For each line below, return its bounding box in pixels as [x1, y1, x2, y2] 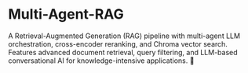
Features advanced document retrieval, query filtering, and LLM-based [8, 47, 238, 57]
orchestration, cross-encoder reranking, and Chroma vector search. [8, 39, 228, 48]
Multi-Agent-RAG [8, 5, 124, 23]
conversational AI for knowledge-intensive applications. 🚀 [8, 56, 195, 65]
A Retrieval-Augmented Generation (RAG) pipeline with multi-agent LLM [8, 31, 241, 40]
